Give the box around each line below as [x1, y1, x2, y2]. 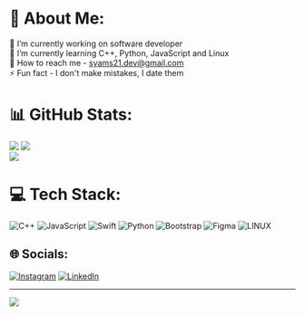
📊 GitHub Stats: [9, 104, 133, 125]
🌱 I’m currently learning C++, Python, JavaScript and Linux [9, 47, 230, 58]
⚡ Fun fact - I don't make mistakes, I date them [9, 67, 184, 78]
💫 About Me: [9, 8, 105, 29]
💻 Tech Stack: [9, 185, 122, 205]
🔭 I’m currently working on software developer [9, 38, 183, 49]
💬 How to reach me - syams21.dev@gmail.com [9, 57, 184, 68]
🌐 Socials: [9, 246, 69, 262]
